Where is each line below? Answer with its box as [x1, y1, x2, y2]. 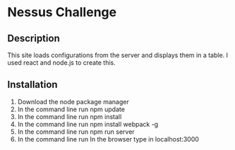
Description [7, 32, 60, 44]
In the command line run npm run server [17, 127, 135, 136]
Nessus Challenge [7, 4, 117, 20]
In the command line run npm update [17, 105, 126, 113]
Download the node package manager [17, 97, 129, 106]
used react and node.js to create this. [7, 58, 116, 67]
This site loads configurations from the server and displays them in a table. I [7, 51, 228, 59]
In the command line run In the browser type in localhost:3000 [17, 135, 200, 143]
